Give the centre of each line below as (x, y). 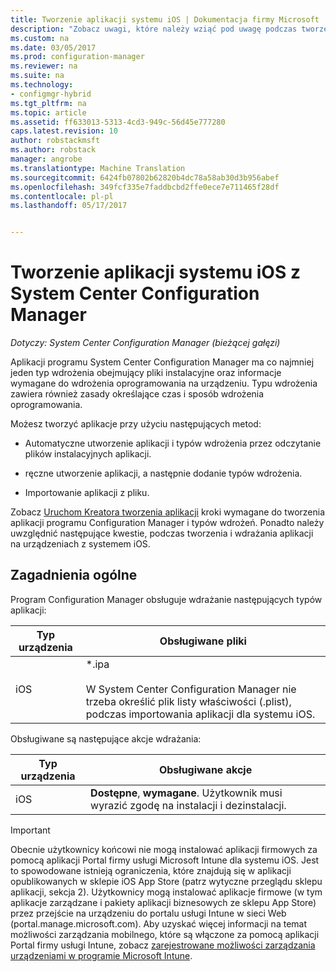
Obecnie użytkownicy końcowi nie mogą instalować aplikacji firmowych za (164, 849)
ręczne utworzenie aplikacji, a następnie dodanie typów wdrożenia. (163, 473)
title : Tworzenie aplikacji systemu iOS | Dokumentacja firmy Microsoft (165, 19)
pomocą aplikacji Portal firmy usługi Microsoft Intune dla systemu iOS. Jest (165, 860)
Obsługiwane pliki (203, 641)
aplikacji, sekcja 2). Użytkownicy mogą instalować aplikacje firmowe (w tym (166, 892)
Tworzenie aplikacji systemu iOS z (155, 272)
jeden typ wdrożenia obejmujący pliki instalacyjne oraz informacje (146, 373)
